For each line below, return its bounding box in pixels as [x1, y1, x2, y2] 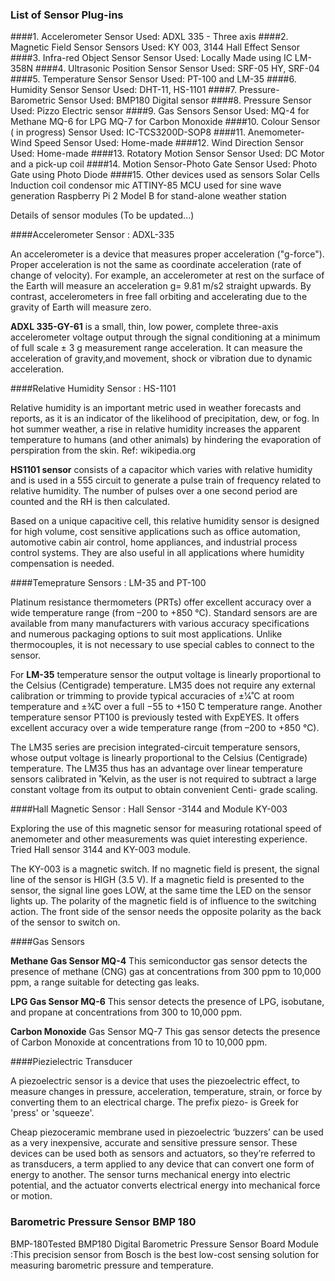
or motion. [10, 1190, 53, 1202]
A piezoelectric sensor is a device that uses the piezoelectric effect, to [10, 1075, 300, 1087]
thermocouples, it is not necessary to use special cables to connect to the [10, 639, 315, 651]
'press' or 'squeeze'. [10, 1107, 95, 1119]
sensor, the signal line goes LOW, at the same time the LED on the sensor [10, 884, 312, 897]
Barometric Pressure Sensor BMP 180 [10, 1215, 197, 1229]
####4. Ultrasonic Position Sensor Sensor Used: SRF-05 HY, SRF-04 [35, 63, 320, 75]
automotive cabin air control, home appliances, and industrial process [10, 536, 298, 548]
